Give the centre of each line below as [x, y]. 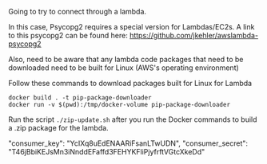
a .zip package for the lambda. [59, 128]
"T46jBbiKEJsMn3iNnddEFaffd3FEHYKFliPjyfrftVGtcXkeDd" [107, 152]
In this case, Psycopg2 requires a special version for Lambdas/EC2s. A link [132, 27]
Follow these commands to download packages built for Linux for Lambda [130, 83]
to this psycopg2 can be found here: [68, 35]
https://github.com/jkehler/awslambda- [193, 35]
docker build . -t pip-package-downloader [80, 98]
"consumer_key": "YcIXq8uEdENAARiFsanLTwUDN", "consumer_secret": [128, 143]
